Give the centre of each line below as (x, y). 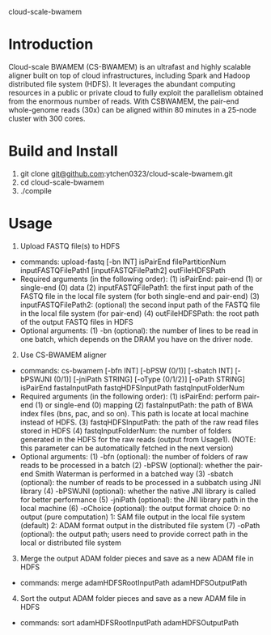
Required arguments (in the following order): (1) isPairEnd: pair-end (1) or (141, 279)
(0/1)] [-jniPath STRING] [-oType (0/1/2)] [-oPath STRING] (149, 379)
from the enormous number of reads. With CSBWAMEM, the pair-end (124, 101)
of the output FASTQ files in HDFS (76, 322)
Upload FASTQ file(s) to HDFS (70, 245)
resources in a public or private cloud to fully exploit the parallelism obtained (136, 92)
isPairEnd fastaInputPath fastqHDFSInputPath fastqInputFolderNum (132, 387)
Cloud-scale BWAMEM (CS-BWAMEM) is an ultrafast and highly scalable (130, 66)
